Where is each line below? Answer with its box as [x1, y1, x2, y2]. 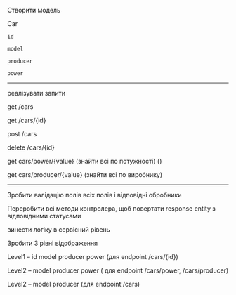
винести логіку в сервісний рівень [7, 225, 110, 234]
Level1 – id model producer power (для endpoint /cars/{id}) [7, 253, 178, 261]
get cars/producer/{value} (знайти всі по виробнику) [7, 171, 163, 178]
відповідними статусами [7, 212, 81, 220]
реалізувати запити [7, 89, 65, 97]
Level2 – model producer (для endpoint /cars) [7, 280, 140, 288]
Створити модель [7, 6, 61, 14]
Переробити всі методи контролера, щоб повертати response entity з [7, 204, 216, 213]
